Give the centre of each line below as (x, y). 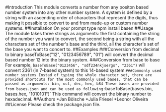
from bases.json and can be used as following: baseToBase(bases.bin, (79, 88)
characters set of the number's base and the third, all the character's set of (82, 44)
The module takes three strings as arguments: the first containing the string (83, 33)
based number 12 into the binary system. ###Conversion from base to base (83, 60)
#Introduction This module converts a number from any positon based (77, 7)
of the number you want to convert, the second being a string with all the (80, 39)
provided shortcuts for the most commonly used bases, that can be (77, 79)
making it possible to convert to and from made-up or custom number (77, 23)
